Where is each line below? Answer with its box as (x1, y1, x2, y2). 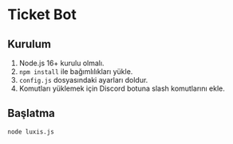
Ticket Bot (7, 6, 77, 24)
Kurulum (7, 37, 52, 51)
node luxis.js (7, 127, 55, 136)
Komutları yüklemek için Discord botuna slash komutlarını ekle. (18, 84, 225, 93)
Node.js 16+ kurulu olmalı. (18, 58, 105, 68)
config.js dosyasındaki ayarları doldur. (18, 76, 148, 84)
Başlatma (7, 107, 55, 120)
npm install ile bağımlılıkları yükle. (18, 67, 133, 76)
